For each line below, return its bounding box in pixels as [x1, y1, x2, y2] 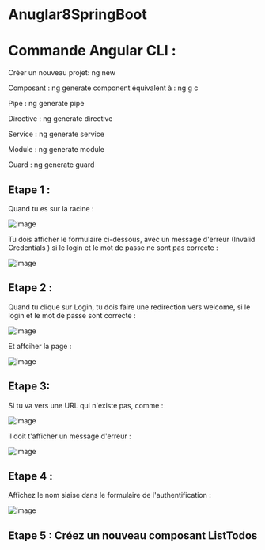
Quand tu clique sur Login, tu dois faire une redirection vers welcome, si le [8, 302, 251, 312]
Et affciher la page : [8, 341, 72, 351]
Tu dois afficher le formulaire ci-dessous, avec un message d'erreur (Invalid [8, 234, 256, 244]
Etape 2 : [8, 281, 53, 294]
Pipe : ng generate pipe [8, 99, 85, 108]
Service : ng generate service [8, 129, 105, 139]
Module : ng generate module [8, 145, 105, 154]
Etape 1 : [8, 183, 51, 196]
